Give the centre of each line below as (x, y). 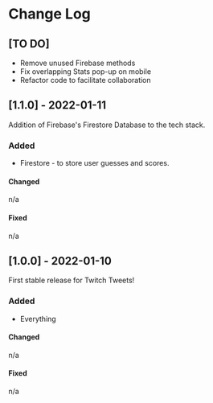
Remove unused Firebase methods (78, 63)
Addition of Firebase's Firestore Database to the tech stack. (107, 125)
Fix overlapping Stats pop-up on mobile (85, 72)
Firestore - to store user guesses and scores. (94, 163)
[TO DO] (29, 44)
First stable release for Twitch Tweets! (72, 280)
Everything (38, 319)
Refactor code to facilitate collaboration (85, 80)
